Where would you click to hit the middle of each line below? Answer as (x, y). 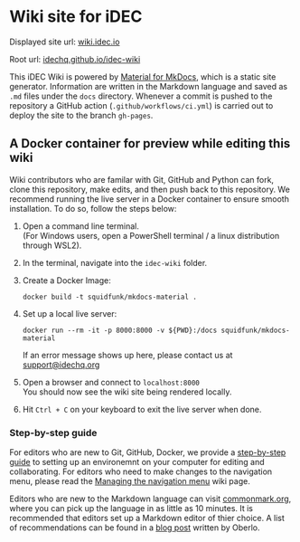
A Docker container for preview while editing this (150, 143)
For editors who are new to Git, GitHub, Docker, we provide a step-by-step (148, 452)
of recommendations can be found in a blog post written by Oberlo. (135, 528)
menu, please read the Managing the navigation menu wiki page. (130, 481)
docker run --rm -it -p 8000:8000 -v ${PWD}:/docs (120, 330)
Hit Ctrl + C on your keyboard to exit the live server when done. (142, 409)
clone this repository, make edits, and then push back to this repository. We (150, 189)
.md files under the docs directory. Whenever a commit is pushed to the (141, 96)
